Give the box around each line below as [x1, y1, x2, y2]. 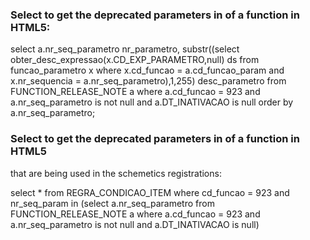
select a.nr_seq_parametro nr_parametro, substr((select [10, 43, 240, 55]
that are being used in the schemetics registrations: [10, 167, 222, 179]
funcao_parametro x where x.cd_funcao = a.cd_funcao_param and [10, 64, 285, 77]
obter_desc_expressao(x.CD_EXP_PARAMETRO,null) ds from [10, 54, 260, 66]
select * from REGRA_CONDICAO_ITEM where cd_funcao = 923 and [10, 186, 290, 198]
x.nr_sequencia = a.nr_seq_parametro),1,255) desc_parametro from [10, 75, 287, 87]
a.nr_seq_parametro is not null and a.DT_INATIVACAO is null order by [10, 96, 294, 108]
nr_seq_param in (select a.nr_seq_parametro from [10, 197, 215, 209]
